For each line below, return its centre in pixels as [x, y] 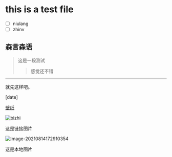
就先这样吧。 [19, 87]
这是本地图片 [19, 149]
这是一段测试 [31, 60]
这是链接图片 [19, 128]
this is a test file [39, 9]
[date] [12, 97]
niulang [20, 24]
